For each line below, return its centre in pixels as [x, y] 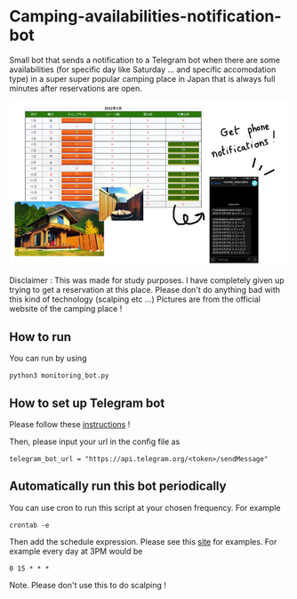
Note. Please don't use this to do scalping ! [88, 585]
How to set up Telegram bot [87, 403]
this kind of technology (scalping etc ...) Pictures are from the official [135, 299]
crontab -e [29, 525]
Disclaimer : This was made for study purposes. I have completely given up [147, 280]
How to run [40, 337]
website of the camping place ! [66, 309]
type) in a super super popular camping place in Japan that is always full [142, 78]
